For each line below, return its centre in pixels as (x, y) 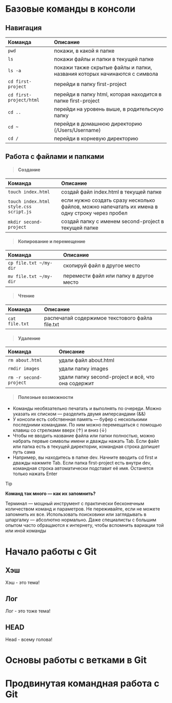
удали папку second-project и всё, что (106, 377)
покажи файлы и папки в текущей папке (104, 59)
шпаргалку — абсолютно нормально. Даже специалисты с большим (81, 520)
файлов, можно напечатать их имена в (110, 206)
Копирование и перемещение (51, 242)
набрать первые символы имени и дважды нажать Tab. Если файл (86, 441)
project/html (24, 100)
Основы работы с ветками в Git (76, 660)
